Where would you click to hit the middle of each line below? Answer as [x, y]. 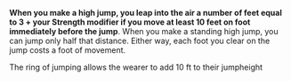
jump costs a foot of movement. [68, 50]
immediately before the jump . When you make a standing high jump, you [144, 31]
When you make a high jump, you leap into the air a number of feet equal [145, 13]
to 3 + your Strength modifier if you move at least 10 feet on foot [130, 22]
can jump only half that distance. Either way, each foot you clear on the [140, 40]
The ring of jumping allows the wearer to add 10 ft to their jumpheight [136, 67]
